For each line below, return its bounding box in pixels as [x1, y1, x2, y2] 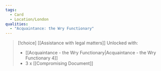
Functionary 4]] [25, 55, 58, 61]
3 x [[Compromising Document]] [25, 60, 93, 66]
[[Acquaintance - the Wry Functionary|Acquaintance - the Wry [25, 50, 156, 56]
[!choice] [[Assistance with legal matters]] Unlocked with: [17, 40, 138, 46]
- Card [10, 12, 24, 17]
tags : [5, 7, 17, 13]
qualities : [5, 21, 28, 27]
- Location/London [10, 17, 49, 22]
